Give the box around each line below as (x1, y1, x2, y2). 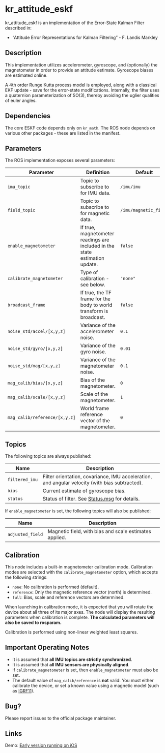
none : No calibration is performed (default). (12, 584, 99, 590)
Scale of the (80, 391, 108, 398)
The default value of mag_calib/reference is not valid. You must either (12, 677, 154, 683)
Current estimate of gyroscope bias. (42, 487, 126, 494)
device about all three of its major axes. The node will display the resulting (5, 609, 156, 615)
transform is (80, 308, 109, 314)
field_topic (7, 208, 36, 213)
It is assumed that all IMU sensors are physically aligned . (12, 661, 130, 667)
